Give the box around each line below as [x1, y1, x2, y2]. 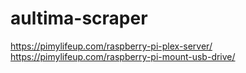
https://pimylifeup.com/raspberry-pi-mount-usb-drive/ [10, 50, 236, 62]
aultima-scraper [10, 7, 148, 30]
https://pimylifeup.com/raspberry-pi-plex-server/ [10, 40, 213, 52]
